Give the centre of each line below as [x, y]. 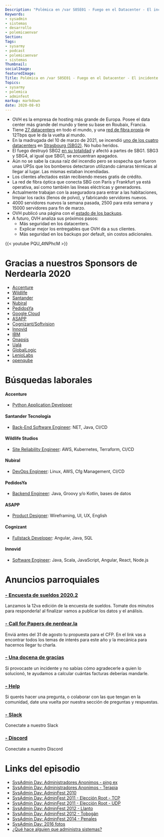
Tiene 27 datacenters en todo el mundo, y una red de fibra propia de [81, 130]
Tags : [10, 42]
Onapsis [20, 340]
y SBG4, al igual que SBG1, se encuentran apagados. [65, 156]
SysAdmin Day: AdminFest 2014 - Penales [54, 819]
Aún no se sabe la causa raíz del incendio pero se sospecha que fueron [84, 161]
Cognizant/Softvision [33, 324]
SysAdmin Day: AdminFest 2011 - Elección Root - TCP [66, 798]
